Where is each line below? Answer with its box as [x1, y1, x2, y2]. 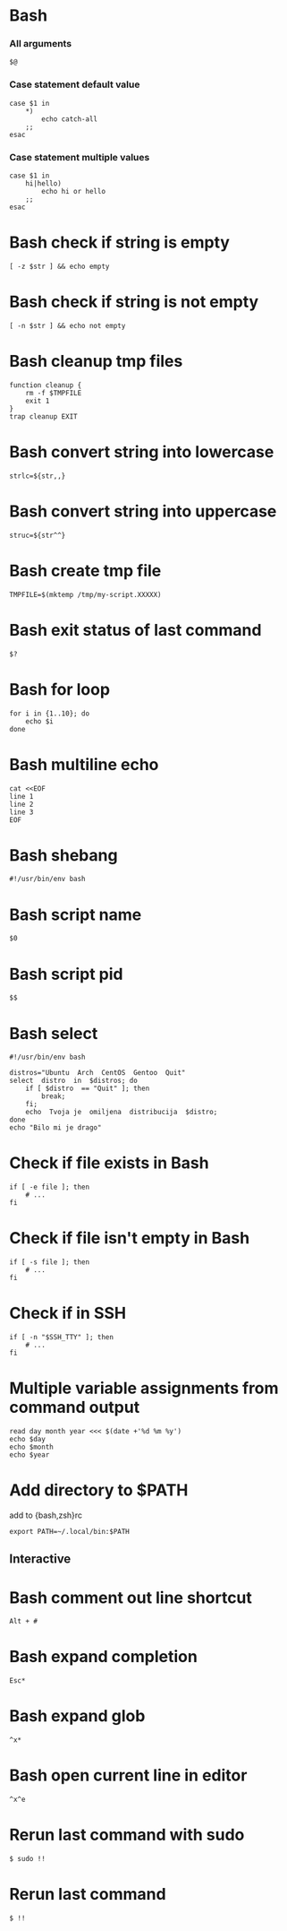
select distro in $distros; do [9, 1077, 139, 1086]
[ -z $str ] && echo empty [9, 262, 110, 272]
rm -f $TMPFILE [25, 388, 82, 397]
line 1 [9, 792, 34, 801]
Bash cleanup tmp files [9, 351, 183, 372]
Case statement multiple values [9, 151, 150, 163]
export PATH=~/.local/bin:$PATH [9, 1527, 130, 1536]
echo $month [9, 1442, 54, 1452]
